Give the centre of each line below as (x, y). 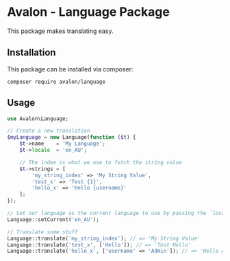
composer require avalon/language (56, 82)
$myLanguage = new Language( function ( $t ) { (72, 137)
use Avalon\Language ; (38, 118)
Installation (31, 53)
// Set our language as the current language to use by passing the (107, 214)
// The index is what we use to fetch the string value (101, 162)
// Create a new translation (49, 131)
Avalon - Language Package (88, 12)
